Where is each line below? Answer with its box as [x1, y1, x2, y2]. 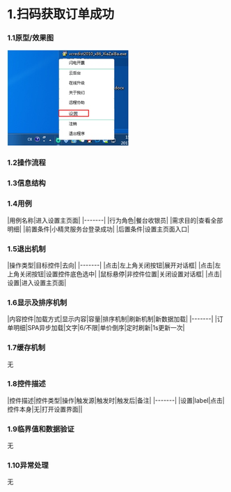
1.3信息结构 [7, 179, 47, 188]
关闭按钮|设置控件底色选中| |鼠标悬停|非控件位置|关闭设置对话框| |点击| [19, 269, 223, 278]
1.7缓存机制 [7, 343, 46, 352]
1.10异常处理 [7, 461, 49, 470]
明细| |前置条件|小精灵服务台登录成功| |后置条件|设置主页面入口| [7, 225, 190, 233]
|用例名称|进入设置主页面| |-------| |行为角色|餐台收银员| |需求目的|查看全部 [7, 216, 223, 224]
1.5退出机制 [7, 244, 47, 253]
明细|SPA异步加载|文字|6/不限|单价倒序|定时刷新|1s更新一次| [13, 324, 185, 332]
